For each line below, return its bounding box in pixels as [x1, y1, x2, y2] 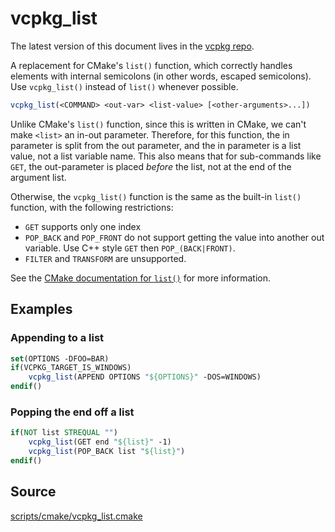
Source [10, 483, 57, 501]
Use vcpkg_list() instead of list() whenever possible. [10, 80, 239, 92]
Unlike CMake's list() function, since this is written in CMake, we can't [10, 118, 307, 130]
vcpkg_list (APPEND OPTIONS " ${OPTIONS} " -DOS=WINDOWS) [28, 372, 262, 382]
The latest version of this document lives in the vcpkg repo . [10, 40, 255, 52]
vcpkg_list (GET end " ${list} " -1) [28, 437, 172, 447]
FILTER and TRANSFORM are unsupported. [24, 252, 187, 264]
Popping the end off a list [10, 405, 135, 419]
